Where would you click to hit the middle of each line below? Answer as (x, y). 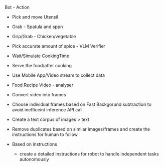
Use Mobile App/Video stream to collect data (58, 75)
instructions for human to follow (45, 134)
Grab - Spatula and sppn (37, 27)
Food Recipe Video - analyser (43, 85)
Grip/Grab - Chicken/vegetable (44, 36)
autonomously (34, 159)
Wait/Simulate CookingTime (41, 56)
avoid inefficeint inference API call (47, 110)
